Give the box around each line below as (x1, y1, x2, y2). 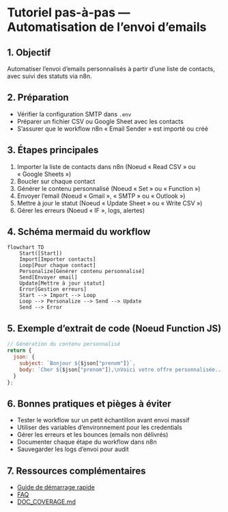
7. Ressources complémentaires (7, 465, 146, 476)
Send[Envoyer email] (19, 274, 78, 281)
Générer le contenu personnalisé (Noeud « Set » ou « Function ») (16, 184, 201, 192)
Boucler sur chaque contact (16, 177, 96, 185)
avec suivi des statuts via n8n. (7, 72, 92, 80)
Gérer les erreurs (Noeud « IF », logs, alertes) (16, 206, 145, 214)
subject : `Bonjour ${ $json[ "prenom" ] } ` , (19, 359, 136, 367)
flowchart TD (7, 244, 44, 251)
